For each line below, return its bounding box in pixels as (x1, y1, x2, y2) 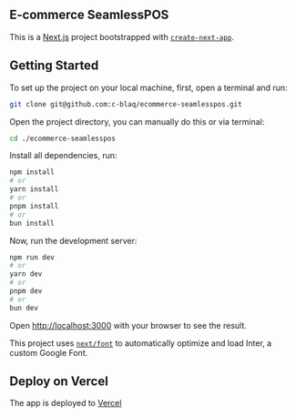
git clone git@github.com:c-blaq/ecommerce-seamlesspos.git (9, 99, 243, 108)
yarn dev (9, 270, 43, 279)
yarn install (9, 185, 59, 194)
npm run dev (9, 252, 55, 262)
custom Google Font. (9, 347, 88, 358)
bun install (9, 219, 55, 228)
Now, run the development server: (9, 235, 138, 246)
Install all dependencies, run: (9, 150, 117, 161)
